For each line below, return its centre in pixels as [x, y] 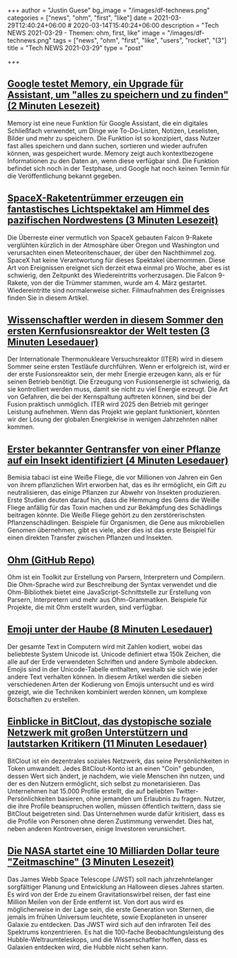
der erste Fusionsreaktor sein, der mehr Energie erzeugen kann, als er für [114, 374]
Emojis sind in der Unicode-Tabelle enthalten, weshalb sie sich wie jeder [112, 669]
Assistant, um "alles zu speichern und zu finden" [118, 95]
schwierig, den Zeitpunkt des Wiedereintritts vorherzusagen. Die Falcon [112, 275]
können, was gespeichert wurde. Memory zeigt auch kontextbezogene [110, 153]
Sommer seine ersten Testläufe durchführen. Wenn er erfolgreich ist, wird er [118, 367]
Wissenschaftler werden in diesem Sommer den [116, 320]
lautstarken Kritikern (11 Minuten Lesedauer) [107, 744]
